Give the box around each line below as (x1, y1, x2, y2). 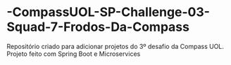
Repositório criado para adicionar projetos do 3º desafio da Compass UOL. (6, 42, 225, 50)
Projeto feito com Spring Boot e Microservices (6, 50, 141, 58)
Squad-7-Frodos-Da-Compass (6, 19, 189, 35)
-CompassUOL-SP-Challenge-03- (6, 4, 211, 20)
